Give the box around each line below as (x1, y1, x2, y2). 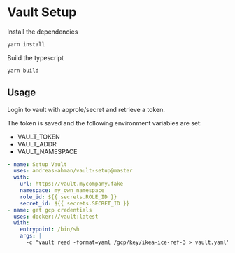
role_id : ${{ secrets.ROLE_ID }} (20, 193, 117, 200)
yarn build (7, 67, 39, 74)
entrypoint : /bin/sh (20, 226, 80, 233)
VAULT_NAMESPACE (17, 147, 78, 156)
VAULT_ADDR (17, 139, 57, 148)
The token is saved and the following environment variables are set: (7, 118, 202, 127)
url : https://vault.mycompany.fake (20, 180, 124, 188)
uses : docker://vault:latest (13, 213, 99, 220)
